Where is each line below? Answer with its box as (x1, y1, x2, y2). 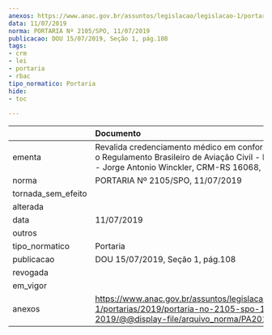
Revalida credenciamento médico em (95, 142, 236, 153)
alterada (12, 201, 45, 213)
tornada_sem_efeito (12, 188, 87, 199)
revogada (12, 267, 49, 278)
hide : (8, 87, 27, 95)
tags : (8, 42, 27, 50)
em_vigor (12, 280, 47, 291)
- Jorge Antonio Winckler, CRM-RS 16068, (95, 162, 261, 173)
